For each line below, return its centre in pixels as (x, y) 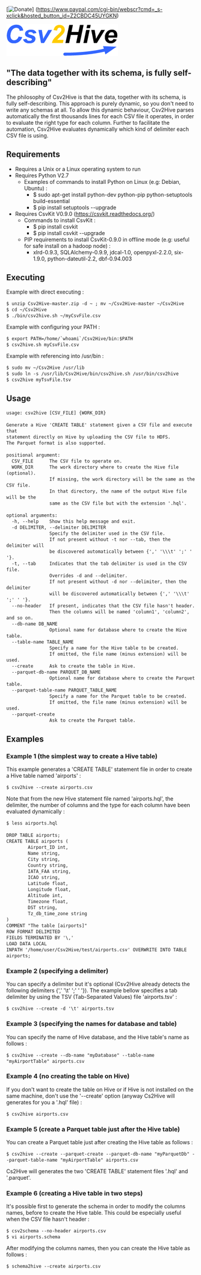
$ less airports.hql (32, 823)
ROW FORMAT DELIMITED (33, 931)
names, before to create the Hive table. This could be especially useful (94, 1213)
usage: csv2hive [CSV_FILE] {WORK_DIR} (56, 413)
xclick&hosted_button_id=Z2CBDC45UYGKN (62, 16)
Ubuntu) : (36, 188)
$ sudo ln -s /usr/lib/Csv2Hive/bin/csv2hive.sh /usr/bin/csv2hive (93, 374)
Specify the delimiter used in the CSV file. (107, 534)
